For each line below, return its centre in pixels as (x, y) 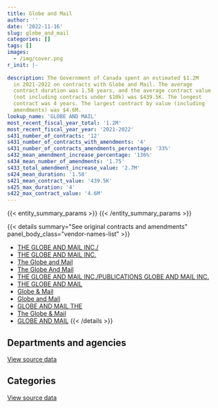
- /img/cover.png (38, 59)
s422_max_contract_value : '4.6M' (55, 194)
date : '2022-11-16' (35, 26)
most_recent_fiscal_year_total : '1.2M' (65, 123)
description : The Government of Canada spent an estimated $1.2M (103, 78)
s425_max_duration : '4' (41, 187)
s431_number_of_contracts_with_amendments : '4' (77, 142)
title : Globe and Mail (40, 13)
